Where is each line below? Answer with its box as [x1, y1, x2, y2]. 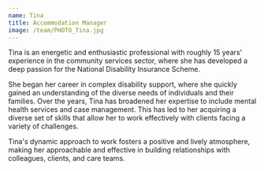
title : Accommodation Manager [8, 19, 108, 27]
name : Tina [8, 11, 44, 20]
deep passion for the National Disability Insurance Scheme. [8, 65, 201, 74]
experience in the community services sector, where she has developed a [8, 56, 248, 65]
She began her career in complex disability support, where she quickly [8, 80, 238, 89]
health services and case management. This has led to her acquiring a [8, 105, 236, 114]
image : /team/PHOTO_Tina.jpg [8, 26, 104, 34]
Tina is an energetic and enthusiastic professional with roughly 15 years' [8, 48, 243, 58]
